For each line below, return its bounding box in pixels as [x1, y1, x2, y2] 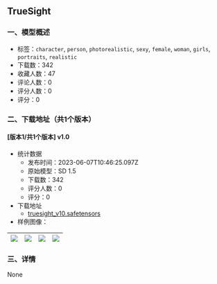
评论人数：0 [17, 78, 52, 86]
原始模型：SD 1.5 [27, 166, 76, 175]
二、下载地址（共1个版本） [7, 114, 96, 124]
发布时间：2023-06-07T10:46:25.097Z [27, 158, 139, 166]
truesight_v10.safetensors [27, 209, 101, 218]
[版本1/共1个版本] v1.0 [7, 133, 70, 141]
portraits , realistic [17, 52, 78, 61]
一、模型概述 [7, 28, 51, 37]
